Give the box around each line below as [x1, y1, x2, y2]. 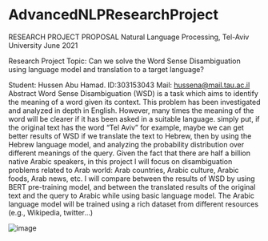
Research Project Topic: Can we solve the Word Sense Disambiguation [8, 56, 242, 66]
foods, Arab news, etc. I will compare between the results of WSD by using [8, 174, 255, 183]
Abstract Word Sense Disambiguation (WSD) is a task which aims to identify [8, 88, 258, 98]
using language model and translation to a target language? [8, 64, 204, 74]
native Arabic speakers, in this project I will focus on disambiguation [8, 156, 233, 166]
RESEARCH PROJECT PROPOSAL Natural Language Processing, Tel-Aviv [8, 32, 250, 42]
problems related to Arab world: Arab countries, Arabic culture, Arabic [8, 165, 239, 175]
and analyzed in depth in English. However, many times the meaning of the [8, 106, 254, 115]
